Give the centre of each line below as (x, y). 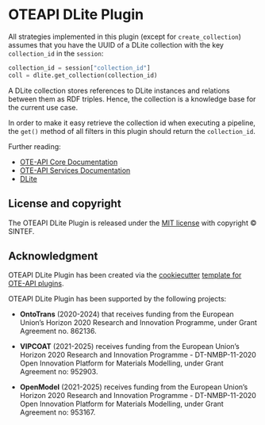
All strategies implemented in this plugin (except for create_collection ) (125, 36)
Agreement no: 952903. (59, 372)
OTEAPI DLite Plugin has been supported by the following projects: (117, 299)
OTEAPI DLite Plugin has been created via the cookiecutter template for (125, 275)
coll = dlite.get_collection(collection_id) (83, 75)
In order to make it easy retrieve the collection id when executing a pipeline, (132, 123)
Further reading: (35, 146)
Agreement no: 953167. (58, 412)
